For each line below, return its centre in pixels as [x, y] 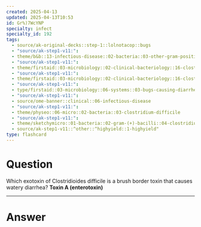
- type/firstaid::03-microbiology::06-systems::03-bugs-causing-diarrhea [105, 90]
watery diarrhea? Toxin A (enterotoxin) [55, 187]
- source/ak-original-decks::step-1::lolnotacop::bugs [81, 46]
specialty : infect [29, 29]
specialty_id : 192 [29, 34]
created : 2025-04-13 [32, 12]
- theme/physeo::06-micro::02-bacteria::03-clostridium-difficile [96, 112]
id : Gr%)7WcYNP [25, 23]
